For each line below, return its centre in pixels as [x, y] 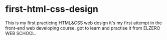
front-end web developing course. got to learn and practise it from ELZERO [83, 28]
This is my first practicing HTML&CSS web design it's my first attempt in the [83, 23]
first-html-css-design [52, 9]
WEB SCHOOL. [21, 33]
